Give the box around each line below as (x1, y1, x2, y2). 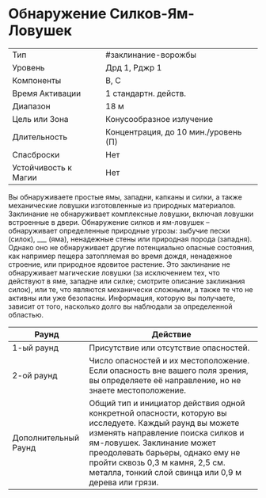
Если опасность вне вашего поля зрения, (89, 365, 249, 376)
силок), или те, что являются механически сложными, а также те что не (8, 284, 253, 294)
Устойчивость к (12, 162, 73, 173)
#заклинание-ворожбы (105, 49, 196, 60)
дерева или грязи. (89, 477, 159, 488)
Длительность (12, 131, 68, 143)
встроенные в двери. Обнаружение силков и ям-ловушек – (8, 217, 210, 226)
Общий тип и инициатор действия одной (89, 397, 245, 409)
